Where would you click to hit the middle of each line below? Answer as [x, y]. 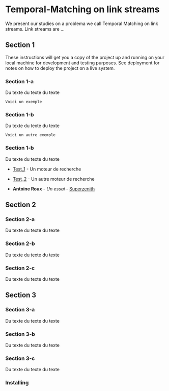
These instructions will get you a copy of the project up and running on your [85, 57]
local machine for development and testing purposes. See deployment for [82, 63]
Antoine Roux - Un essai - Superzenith [54, 189]
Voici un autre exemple [31, 135]
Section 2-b [20, 243]
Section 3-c [20, 358]
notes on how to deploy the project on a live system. [60, 68]
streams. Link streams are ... [35, 29]
